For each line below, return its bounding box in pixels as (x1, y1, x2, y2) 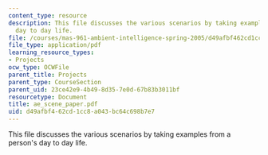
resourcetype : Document (8, 93, 88, 101)
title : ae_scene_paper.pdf (8, 100, 98, 108)
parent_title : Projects (8, 71, 88, 79)
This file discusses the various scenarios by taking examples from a (8, 130, 231, 139)
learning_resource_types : (8, 48, 94, 56)
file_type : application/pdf (8, 41, 102, 49)
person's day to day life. (8, 138, 88, 147)
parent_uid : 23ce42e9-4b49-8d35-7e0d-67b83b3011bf (8, 85, 180, 94)
